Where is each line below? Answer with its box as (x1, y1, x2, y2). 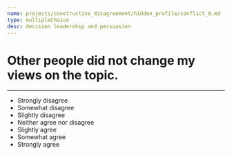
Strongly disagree (17, 96, 68, 105)
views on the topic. (7, 67, 119, 83)
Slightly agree (17, 125, 57, 134)
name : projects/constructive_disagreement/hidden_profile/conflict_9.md (7, 10, 221, 17)
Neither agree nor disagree (17, 118, 95, 127)
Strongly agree (17, 141, 60, 149)
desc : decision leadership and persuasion (7, 23, 131, 30)
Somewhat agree (17, 133, 66, 141)
